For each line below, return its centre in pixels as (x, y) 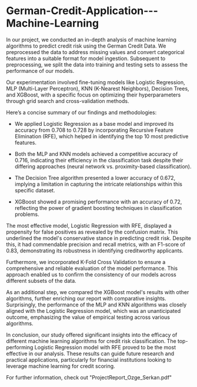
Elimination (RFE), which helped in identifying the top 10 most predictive (101, 136)
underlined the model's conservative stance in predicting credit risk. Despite (98, 238)
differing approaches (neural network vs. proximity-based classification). (103, 166)
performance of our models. (40, 71)
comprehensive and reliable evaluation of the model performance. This (92, 268)
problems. (27, 214)
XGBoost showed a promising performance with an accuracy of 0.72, (98, 202)
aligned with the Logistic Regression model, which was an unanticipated (94, 311)
